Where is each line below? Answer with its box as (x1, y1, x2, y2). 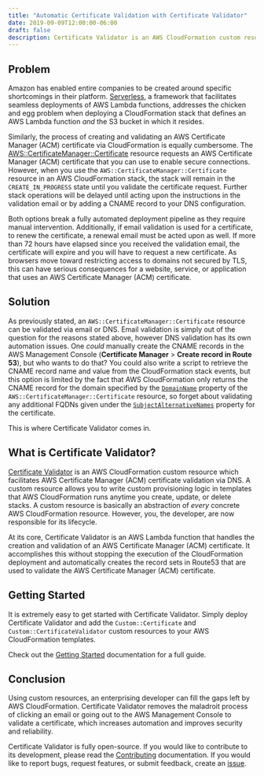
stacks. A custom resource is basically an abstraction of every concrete (8, 500, 240, 509)
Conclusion (8, 672, 66, 686)
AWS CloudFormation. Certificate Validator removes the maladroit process (8, 701, 248, 712)
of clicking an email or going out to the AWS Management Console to (8, 710, 232, 719)
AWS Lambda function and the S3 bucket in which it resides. (8, 117, 204, 127)
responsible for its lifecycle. (8, 517, 97, 527)
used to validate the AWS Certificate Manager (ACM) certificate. (8, 565, 216, 575)
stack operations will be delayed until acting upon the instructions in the (8, 190, 241, 200)
